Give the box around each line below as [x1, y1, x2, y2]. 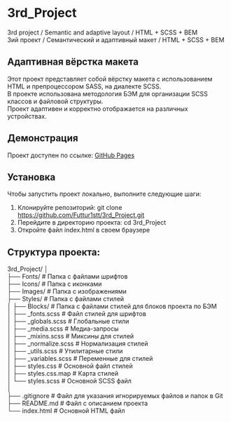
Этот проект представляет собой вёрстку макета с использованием [7, 74, 213, 83]
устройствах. [7, 112, 47, 120]
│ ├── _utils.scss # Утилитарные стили [7, 347, 123, 355]
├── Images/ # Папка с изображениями [7, 287, 127, 296]
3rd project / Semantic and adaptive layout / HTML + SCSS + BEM [7, 28, 198, 37]
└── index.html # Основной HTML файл [7, 407, 125, 415]
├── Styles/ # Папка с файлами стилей [7, 295, 125, 303]
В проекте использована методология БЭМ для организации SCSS [7, 89, 208, 98]
